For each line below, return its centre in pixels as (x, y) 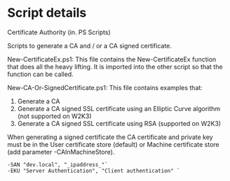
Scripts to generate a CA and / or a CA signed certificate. (89, 45)
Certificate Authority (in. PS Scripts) (59, 32)
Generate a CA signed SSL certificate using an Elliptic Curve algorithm (119, 108)
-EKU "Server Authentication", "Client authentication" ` (94, 171)
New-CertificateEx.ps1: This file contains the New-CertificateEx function (112, 59)
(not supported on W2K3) (54, 116)
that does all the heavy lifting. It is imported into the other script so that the (115, 66)
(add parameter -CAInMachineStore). (61, 152)
